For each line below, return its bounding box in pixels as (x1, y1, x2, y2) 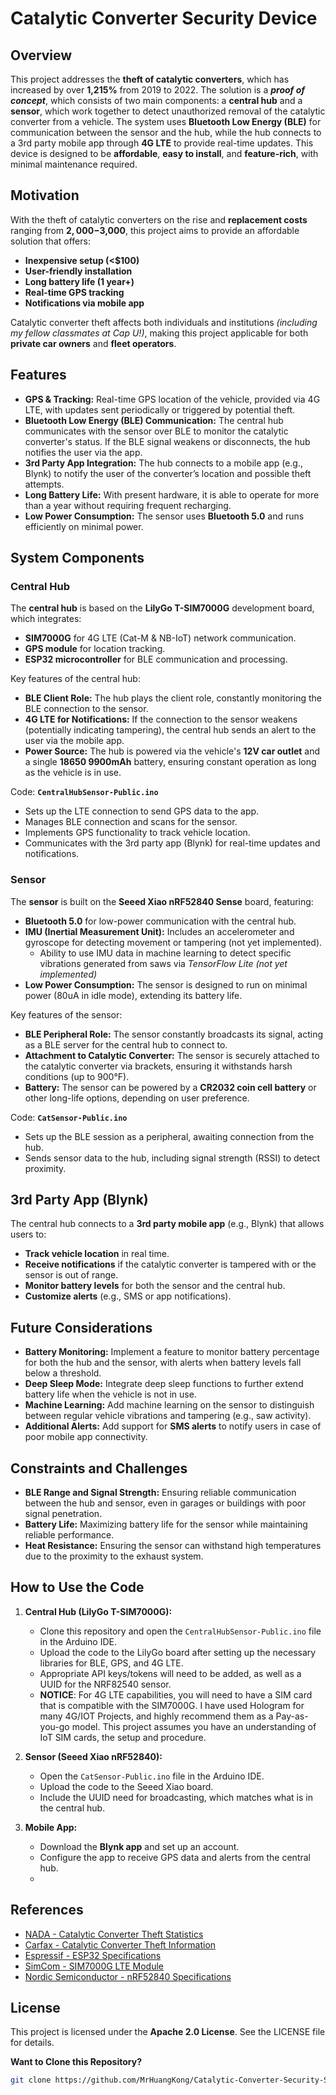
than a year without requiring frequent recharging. (24, 499, 232, 511)
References (10, 1902, 84, 1919)
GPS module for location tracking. (24, 643, 166, 655)
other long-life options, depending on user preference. (24, 1092, 250, 1104)
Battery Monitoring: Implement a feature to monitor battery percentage (24, 1346, 320, 1358)
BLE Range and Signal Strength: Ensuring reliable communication (24, 1487, 297, 1499)
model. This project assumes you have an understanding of (71, 1720, 317, 1732)
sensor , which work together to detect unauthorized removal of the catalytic (10, 105, 326, 117)
